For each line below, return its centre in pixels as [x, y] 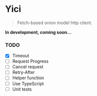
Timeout [21, 56]
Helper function [28, 78]
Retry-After [24, 72]
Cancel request [28, 67]
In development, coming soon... [38, 32]
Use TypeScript [28, 83]
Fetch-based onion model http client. [55, 23]
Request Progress [30, 61]
